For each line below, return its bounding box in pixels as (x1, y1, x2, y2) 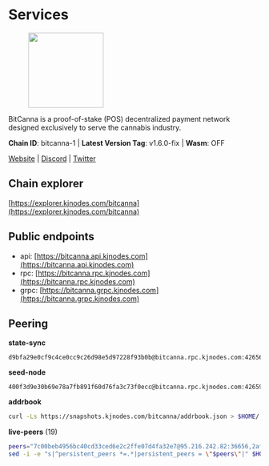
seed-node (8, 368, 46, 377)
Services (8, 6, 70, 24)
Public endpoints (8, 230, 94, 243)
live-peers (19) (8, 427, 58, 437)
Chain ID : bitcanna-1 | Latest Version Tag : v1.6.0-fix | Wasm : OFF (8, 138, 226, 147)
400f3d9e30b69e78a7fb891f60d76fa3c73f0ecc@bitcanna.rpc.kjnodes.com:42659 (8, 383, 263, 392)
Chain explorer (8, 177, 84, 191)
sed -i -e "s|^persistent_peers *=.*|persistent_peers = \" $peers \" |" (8, 450, 249, 458)
